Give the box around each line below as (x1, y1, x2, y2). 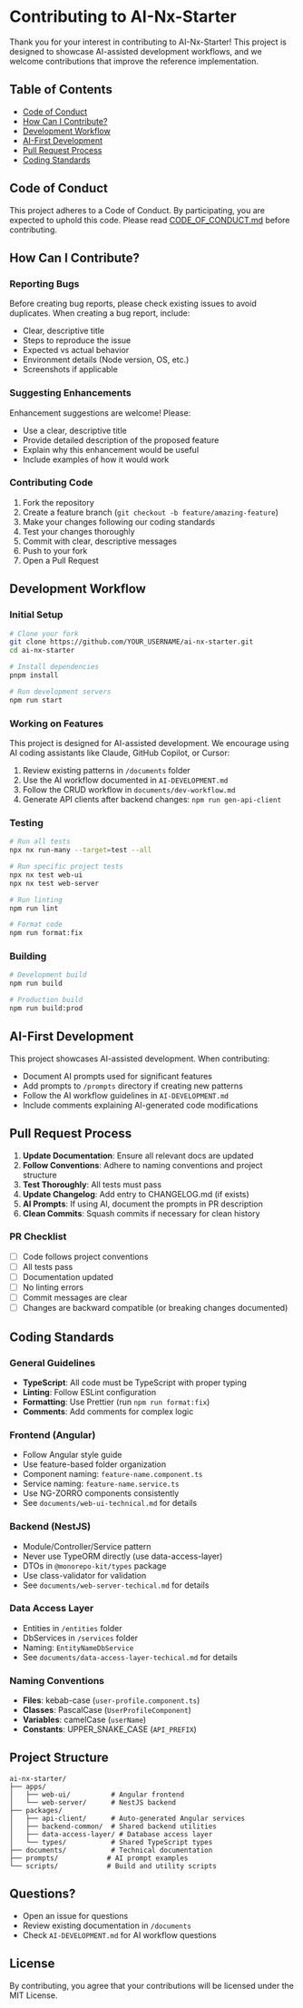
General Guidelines (9, 1356, 96, 1369)
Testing (9, 816, 44, 829)
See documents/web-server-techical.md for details (22, 1580, 210, 1590)
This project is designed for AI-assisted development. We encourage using (9, 737, 289, 748)
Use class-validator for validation (22, 1570, 147, 1580)
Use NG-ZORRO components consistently (22, 1488, 180, 1499)
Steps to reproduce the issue (22, 335, 132, 346)
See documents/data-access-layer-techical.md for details (22, 1651, 238, 1662)
